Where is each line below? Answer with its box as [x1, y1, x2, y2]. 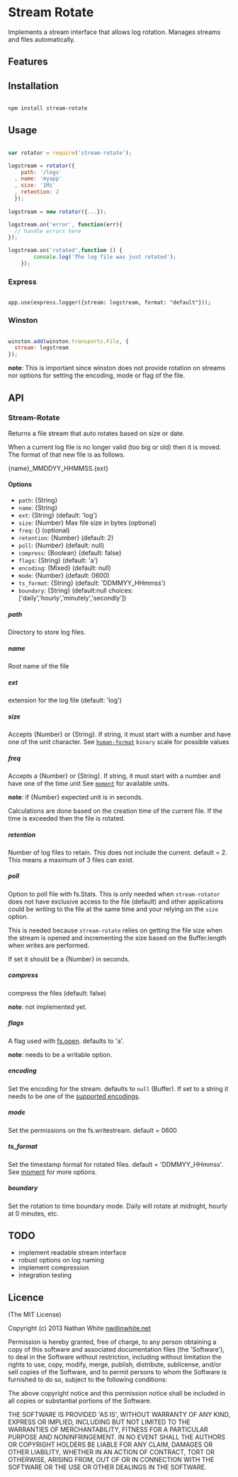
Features [8, 56, 48, 68]
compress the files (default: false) [8, 988, 107, 997]
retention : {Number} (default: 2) [18, 534, 114, 542]
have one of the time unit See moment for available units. [8, 779, 169, 787]
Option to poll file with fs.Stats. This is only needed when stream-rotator [8, 889, 220, 898]
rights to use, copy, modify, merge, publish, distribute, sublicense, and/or [8, 1360, 222, 1369]
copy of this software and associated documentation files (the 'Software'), [8, 1345, 225, 1354]
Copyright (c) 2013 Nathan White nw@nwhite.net [8, 1324, 152, 1333]
